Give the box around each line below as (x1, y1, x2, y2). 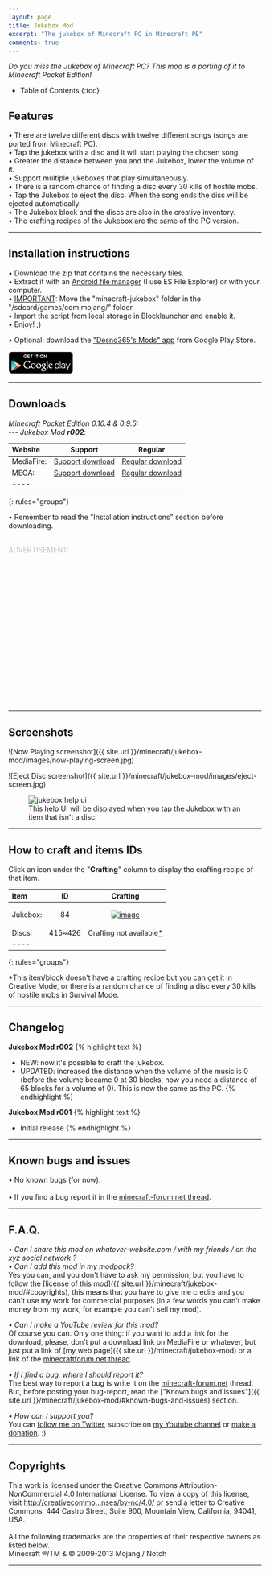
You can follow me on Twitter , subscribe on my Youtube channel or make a (8, 1419, 256, 1429)
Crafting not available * (88, 928, 163, 938)
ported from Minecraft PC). (8, 139, 98, 149)
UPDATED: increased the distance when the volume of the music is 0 (19, 1066, 249, 1076)
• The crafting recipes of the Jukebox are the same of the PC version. (8, 216, 239, 225)
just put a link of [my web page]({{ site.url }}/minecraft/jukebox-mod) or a (8, 1345, 252, 1356)
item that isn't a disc (28, 812, 96, 822)
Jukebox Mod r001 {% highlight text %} (8, 1107, 141, 1117)
